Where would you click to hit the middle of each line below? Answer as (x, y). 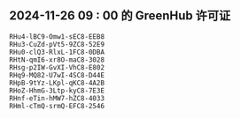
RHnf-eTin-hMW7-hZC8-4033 (57, 98)
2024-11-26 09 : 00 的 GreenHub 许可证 (120, 16)
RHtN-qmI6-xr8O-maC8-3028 (57, 60)
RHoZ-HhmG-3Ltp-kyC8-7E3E (57, 91)
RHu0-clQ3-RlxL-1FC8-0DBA (57, 52)
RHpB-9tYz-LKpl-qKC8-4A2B (57, 83)
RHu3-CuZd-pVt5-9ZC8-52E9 (57, 44)
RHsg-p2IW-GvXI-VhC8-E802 (57, 67)
